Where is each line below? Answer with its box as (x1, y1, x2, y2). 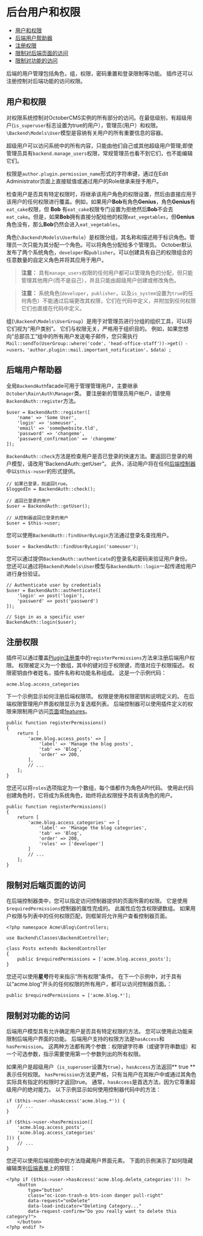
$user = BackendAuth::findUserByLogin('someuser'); (6, 543, 139, 549)
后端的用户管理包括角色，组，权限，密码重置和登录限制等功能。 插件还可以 (6, 70, 193, 77)
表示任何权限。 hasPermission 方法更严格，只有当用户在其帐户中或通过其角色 (6, 1071, 197, 1077)
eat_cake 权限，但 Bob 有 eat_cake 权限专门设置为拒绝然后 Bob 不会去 (6, 205, 173, 212)
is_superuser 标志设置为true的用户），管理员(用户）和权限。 (13, 122, 161, 129)
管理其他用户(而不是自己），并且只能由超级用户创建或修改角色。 (21, 276, 179, 284)
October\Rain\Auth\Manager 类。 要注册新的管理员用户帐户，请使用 (6, 390, 171, 397)
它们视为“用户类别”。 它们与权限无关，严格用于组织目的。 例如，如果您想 (6, 325, 189, 332)
